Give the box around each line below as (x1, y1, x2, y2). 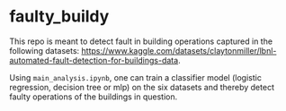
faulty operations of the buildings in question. (9, 91, 178, 102)
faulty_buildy (9, 6, 110, 27)
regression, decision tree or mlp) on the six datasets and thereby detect (9, 81, 274, 92)
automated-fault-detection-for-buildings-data (9, 55, 179, 65)
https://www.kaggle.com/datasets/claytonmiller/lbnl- (81, 45, 277, 55)
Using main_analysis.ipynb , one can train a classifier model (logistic (9, 72, 263, 82)
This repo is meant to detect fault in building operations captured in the (9, 36, 273, 47)
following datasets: (9, 45, 80, 55)
